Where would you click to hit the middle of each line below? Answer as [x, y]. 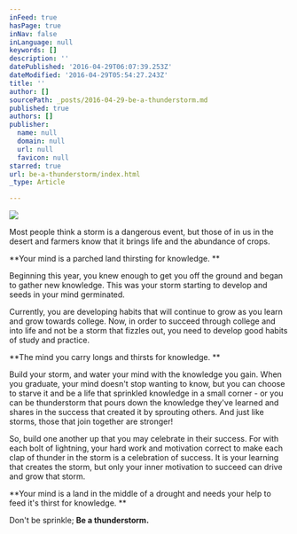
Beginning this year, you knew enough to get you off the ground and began [146, 276]
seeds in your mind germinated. [67, 294]
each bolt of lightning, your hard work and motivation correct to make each [146, 448]
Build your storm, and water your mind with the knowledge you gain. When [145, 374]
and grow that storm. [47, 476]
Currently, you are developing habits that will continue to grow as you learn [146, 312]
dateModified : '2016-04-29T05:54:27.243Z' [89, 75]
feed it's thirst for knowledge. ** [68, 503]
